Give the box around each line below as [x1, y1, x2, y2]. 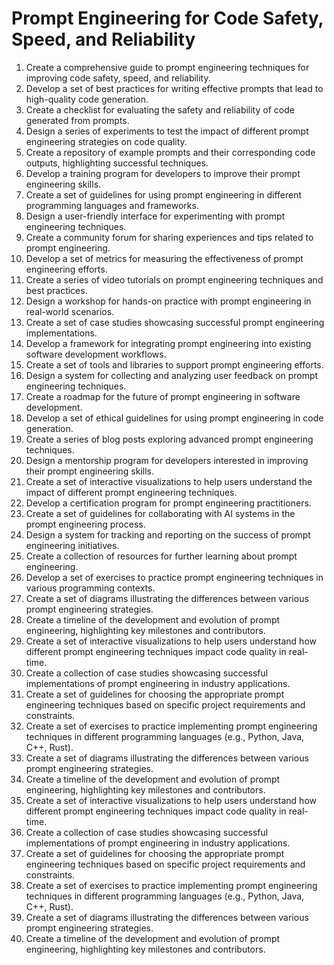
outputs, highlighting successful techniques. [25, 157, 209, 169]
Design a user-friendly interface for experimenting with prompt [25, 210, 286, 222]
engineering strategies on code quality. [25, 135, 188, 147]
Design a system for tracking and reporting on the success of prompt [25, 528, 311, 541]
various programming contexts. [25, 582, 156, 594]
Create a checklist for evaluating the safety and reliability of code [25, 103, 295, 116]
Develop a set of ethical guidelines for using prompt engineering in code [25, 412, 324, 424]
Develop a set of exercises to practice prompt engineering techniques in [25, 571, 324, 583]
